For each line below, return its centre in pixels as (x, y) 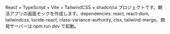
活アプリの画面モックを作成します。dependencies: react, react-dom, (78, 13)
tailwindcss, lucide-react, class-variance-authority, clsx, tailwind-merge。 (83, 20)
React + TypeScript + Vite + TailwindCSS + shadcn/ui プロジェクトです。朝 (84, 7)
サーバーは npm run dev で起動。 (44, 26)
